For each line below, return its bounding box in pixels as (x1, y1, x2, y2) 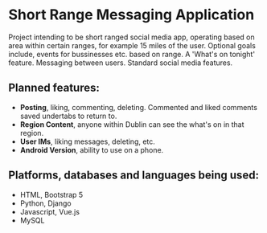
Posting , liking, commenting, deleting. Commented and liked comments (19, 102, 257, 112)
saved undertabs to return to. (19, 111, 117, 121)
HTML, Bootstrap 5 (19, 190, 84, 199)
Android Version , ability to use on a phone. (19, 145, 164, 154)
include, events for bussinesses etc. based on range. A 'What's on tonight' (8, 49, 256, 59)
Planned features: (8, 81, 101, 95)
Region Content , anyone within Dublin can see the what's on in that (19, 119, 244, 129)
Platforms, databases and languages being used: (8, 169, 260, 182)
